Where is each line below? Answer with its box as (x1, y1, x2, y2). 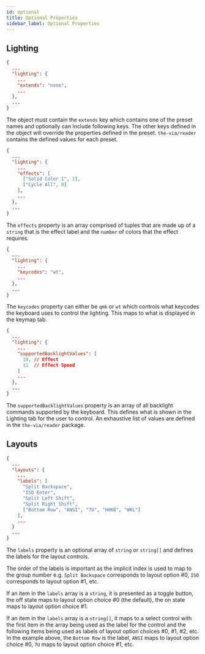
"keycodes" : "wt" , (17, 269, 64, 275)
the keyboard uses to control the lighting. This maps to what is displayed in (6, 309, 195, 317)
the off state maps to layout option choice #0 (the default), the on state (6, 596, 185, 603)
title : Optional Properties (6, 15, 78, 21)
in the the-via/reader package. (6, 421, 86, 428)
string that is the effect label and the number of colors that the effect (6, 228, 179, 235)
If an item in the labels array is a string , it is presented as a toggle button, (6, 590, 194, 597)
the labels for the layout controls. (6, 553, 90, 560)
